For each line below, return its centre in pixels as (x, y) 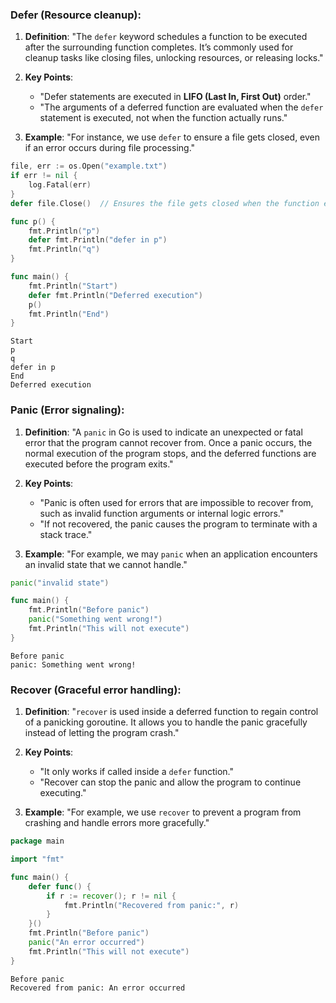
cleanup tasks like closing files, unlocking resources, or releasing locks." (174, 58)
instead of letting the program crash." (102, 733)
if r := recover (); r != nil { (111, 896)
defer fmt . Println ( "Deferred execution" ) (115, 295)
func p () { (33, 221)
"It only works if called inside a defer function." (137, 772)
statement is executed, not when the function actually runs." (163, 118)
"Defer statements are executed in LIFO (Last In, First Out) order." (175, 97)
